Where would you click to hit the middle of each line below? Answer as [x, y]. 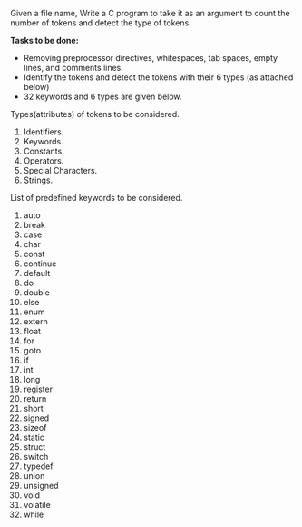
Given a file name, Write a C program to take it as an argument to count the [150, 13]
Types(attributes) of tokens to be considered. [95, 114]
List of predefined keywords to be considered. [97, 198]
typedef [38, 466]
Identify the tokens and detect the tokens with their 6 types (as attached [158, 77]
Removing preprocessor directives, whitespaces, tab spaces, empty [151, 58]
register [38, 389]
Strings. [38, 180]
